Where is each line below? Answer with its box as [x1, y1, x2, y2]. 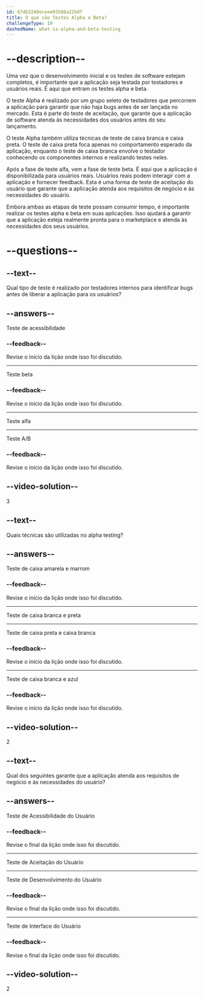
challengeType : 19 [6, 20, 53, 26]
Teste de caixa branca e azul [6, 675, 78, 683]
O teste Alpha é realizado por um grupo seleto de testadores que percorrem [6, 97, 196, 104]
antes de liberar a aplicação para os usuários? [6, 291, 121, 298]
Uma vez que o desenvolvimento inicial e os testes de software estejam [6, 72, 185, 80]
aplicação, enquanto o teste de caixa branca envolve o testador [6, 147, 166, 155]
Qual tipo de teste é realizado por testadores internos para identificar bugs [6, 284, 193, 292]
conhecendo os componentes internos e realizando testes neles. [6, 154, 169, 161]
